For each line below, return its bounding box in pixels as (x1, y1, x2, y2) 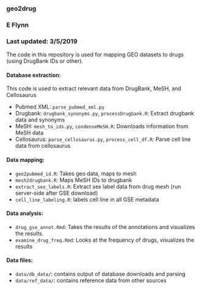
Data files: (6, 256, 34, 264)
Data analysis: (6, 209, 44, 217)
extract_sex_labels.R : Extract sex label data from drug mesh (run (15, 183, 181, 190)
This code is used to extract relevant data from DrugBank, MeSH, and (6, 85, 181, 92)
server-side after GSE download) (15, 189, 98, 197)
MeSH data (15, 129, 44, 137)
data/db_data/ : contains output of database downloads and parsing (15, 270, 186, 277)
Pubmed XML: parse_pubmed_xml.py (15, 103, 105, 111)
